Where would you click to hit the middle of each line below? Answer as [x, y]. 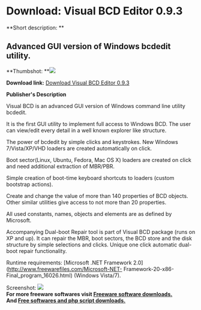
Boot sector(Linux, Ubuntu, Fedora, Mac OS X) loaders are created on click [99, 159]
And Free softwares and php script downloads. [66, 300]
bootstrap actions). [30, 184]
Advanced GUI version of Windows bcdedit [88, 46]
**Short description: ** [35, 28]
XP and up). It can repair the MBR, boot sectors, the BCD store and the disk [99, 238]
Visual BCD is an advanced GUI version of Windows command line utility [96, 106]
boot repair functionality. [37, 251]
